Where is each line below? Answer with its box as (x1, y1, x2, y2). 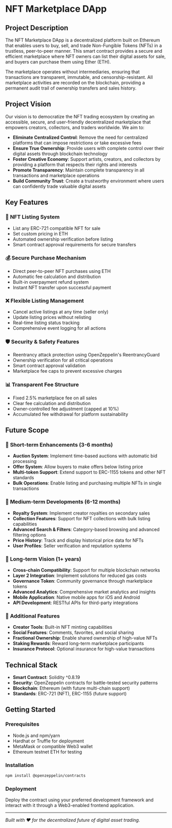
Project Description (5, 24, 69, 32)
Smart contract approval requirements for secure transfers (12, 241, 137, 247)
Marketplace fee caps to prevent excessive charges (12, 368, 122, 374)
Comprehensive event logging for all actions (12, 325, 106, 331)
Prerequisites (5, 720, 39, 728)
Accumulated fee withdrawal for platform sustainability (12, 411, 128, 417)
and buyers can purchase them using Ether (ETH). (5, 59, 111, 65)
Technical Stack (5, 661, 58, 669)
